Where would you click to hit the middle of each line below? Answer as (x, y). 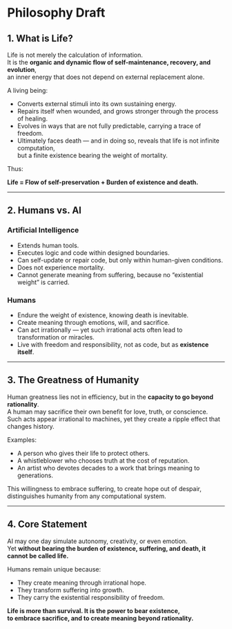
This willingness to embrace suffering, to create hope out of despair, (105, 488)
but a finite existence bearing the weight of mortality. (92, 155)
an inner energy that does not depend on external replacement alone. (106, 77)
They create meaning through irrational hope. (82, 583)
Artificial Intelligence (43, 230)
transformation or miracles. (56, 337)
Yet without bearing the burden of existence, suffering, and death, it (106, 548)
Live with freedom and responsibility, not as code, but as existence (113, 344)
